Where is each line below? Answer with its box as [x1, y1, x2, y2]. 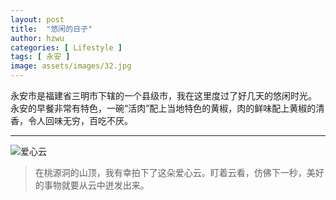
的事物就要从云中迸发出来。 [34, 179, 150, 191]
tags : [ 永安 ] [10, 52, 71, 62]
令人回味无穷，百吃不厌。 [27, 115, 133, 126]
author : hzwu [10, 33, 65, 43]
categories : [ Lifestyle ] [10, 42, 123, 53]
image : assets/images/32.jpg [10, 61, 132, 71]
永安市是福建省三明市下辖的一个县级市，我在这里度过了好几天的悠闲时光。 [10, 90, 317, 101]
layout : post [10, 14, 65, 25]
